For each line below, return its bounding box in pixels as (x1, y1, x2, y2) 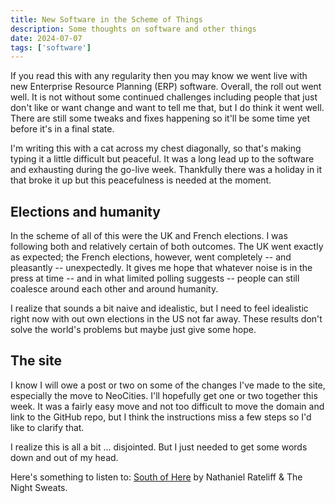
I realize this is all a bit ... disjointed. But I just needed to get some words (10, 441, 308, 453)
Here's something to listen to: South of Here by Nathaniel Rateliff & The (10, 471, 303, 483)
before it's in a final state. (10, 123, 115, 135)
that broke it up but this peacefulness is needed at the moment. (10, 174, 272, 186)
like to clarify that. (10, 421, 85, 433)
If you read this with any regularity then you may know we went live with (10, 70, 308, 82)
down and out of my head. (10, 451, 119, 463)
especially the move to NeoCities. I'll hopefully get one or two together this (10, 389, 318, 401)
